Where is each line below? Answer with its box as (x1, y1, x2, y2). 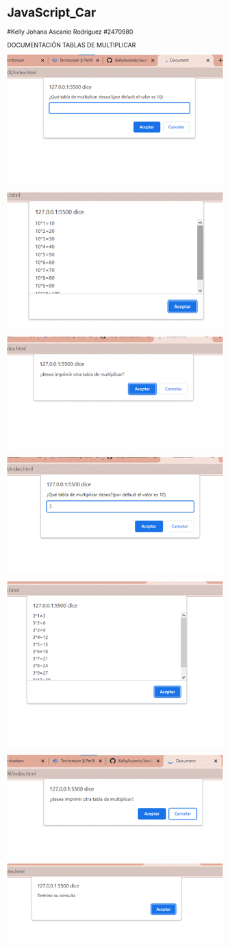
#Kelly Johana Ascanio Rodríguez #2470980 (7, 27, 133, 36)
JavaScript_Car (7, 5, 97, 21)
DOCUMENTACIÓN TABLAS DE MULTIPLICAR (7, 41, 136, 49)
